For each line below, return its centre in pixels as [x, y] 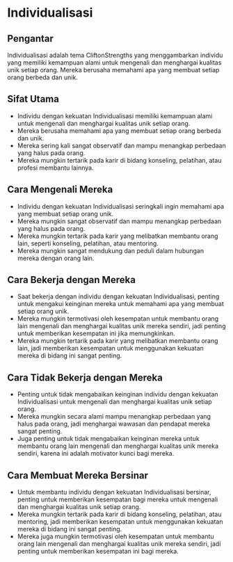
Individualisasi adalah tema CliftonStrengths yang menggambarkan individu [115, 55]
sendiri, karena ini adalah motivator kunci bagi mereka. [96, 453]
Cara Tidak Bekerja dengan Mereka [85, 377]
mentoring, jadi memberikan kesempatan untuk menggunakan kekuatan [120, 522]
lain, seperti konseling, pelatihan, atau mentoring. [88, 243]
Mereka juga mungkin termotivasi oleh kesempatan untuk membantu [115, 536]
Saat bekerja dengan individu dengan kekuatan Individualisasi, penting [118, 296]
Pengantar [31, 39]
